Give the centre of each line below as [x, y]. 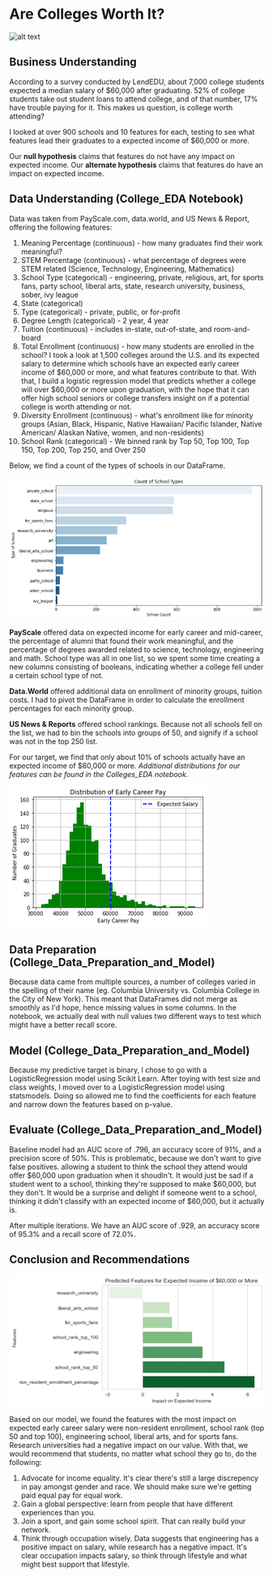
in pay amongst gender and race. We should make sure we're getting [136, 1486]
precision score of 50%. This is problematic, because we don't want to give [135, 1158]
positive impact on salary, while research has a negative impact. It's [134, 1547]
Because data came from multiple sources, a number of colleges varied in [132, 982]
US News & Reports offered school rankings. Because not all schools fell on [136, 724]
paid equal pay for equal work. [72, 1495]
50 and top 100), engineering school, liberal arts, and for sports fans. [124, 1436]
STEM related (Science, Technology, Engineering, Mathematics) [128, 269]
